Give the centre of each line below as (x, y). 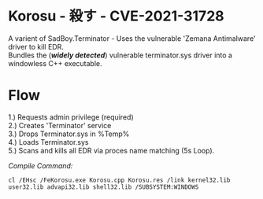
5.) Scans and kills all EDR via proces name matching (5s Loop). (111, 150)
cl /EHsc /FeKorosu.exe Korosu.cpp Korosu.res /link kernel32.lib (119, 180)
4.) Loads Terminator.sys (48, 142)
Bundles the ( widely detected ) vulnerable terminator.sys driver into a (120, 55)
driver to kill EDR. (36, 46)
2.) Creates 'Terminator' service (60, 125)
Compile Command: (41, 165)
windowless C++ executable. (55, 63)
